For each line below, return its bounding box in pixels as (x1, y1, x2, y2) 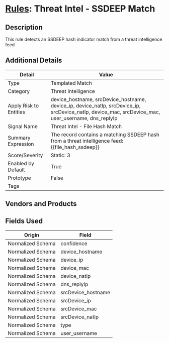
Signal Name (8, 123, 38, 130)
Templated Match (50, 79, 92, 86)
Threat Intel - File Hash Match (50, 123, 122, 130)
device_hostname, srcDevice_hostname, (50, 96, 146, 103)
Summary (8, 134, 31, 141)
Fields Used (5, 216, 43, 225)
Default (8, 166, 25, 173)
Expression (8, 140, 34, 147)
